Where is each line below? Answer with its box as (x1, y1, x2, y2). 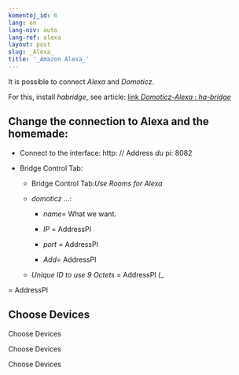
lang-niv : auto (8, 26, 58, 34)
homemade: (8, 127, 68, 141)
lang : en (8, 19, 37, 27)
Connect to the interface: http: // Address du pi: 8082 (19, 148, 193, 157)
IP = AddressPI (42, 224, 92, 233)
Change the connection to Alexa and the (8, 115, 210, 128)
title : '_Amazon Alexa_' (8, 56, 90, 64)
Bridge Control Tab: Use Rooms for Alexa (31, 178, 163, 188)
